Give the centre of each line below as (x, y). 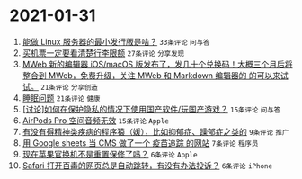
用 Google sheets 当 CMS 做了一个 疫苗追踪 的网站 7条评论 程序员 (140, 143)
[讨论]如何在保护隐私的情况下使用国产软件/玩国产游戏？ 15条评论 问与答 (151, 109)
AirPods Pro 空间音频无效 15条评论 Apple (95, 120)
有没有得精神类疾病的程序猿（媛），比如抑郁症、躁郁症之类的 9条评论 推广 (155, 131)
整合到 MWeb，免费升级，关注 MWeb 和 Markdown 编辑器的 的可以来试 (155, 75)
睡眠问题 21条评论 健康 (61, 98)
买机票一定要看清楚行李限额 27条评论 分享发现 (103, 53)
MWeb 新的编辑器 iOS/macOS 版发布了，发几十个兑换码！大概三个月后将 (158, 64)
